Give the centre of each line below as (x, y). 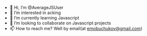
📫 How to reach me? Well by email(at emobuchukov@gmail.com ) (76, 28)
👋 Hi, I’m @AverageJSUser (37, 8)
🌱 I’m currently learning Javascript (44, 18)
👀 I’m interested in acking (35, 13)
